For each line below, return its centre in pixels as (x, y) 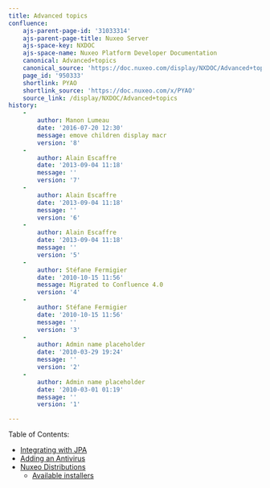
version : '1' (59, 404)
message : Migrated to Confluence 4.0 (100, 285)
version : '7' (59, 180)
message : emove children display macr (102, 135)
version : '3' (59, 330)
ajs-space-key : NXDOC (59, 46)
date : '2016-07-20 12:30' (81, 128)
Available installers (63, 476)
